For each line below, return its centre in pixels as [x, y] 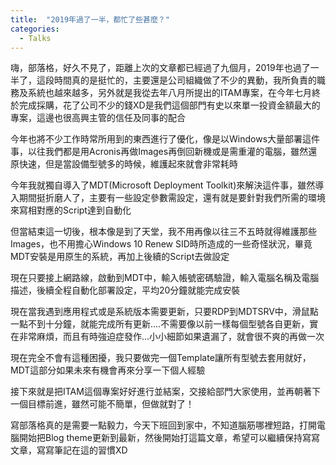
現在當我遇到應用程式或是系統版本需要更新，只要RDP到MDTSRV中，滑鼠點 [164, 312]
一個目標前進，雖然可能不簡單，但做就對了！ [102, 404]
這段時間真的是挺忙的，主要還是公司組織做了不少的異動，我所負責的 [176, 80]
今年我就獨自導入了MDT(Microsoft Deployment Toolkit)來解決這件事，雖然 [163, 185]
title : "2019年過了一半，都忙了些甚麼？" [90, 19]
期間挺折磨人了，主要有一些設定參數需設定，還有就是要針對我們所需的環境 [172, 198]
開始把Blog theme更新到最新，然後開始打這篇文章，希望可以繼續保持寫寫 [169, 438]
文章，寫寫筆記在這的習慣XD [69, 450]
